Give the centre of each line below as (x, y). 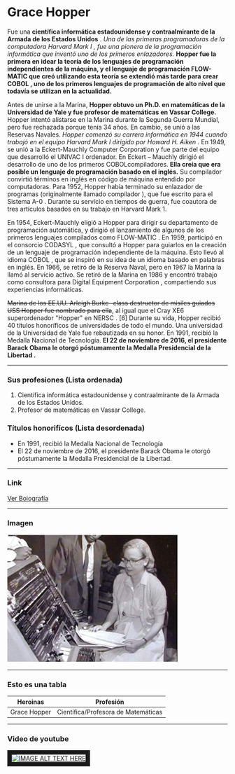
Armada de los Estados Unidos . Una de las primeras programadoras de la (116, 39)
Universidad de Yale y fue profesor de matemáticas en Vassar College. (112, 112)
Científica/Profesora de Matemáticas (110, 712)
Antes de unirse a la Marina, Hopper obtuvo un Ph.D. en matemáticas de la (116, 104)
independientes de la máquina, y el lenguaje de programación (99, 69)
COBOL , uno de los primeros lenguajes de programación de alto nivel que (116, 83)
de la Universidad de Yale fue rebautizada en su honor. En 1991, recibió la (113, 333)
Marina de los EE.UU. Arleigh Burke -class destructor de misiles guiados (111, 303)
